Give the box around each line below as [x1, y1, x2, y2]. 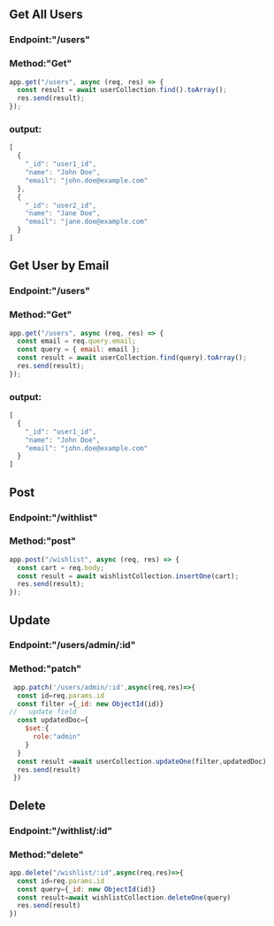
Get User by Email [9, 259, 110, 274]
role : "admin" [32, 732, 81, 742]
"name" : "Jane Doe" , [25, 209, 101, 218]
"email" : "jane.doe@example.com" [25, 217, 148, 227]
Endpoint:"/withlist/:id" [9, 824, 113, 837]
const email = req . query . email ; [17, 336, 137, 346]
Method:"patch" [9, 663, 82, 675]
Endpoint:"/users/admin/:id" [9, 639, 136, 652]
